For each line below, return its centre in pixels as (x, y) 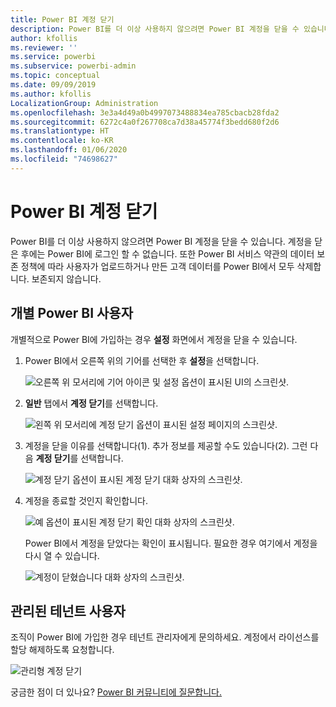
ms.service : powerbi (53, 57)
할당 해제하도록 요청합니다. (62, 650)
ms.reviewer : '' (44, 47)
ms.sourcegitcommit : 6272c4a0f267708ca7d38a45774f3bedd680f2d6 (145, 122)
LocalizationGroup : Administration (84, 103)
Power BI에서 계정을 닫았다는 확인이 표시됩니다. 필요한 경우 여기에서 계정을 (171, 543)
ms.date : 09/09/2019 (53, 85)
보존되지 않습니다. (66, 278)
